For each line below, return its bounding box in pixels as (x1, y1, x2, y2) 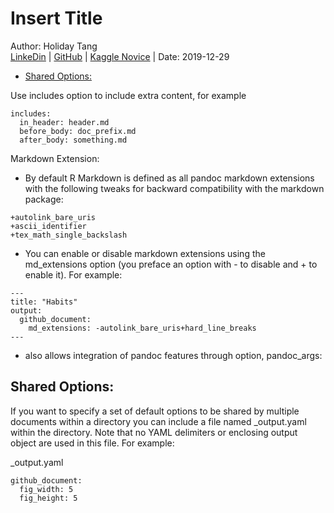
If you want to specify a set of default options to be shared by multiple (10, 405, 300, 417)
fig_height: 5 (19, 493, 78, 503)
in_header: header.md (19, 117, 110, 127)
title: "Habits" (10, 297, 78, 307)
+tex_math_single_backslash (10, 230, 128, 240)
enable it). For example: (24, 268, 123, 281)
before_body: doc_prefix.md (19, 126, 137, 136)
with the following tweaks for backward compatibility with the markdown (24, 182, 325, 194)
